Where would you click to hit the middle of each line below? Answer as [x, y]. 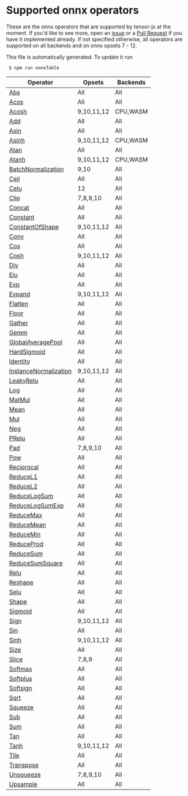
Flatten [19, 303]
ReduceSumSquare [36, 563]
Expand [20, 294]
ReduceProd [26, 543]
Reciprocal [24, 467]
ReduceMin [25, 534]
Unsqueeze [25, 774]
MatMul [20, 400]
